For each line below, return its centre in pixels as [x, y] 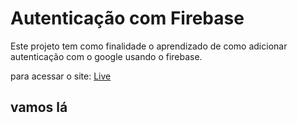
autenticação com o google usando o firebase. [106, 56]
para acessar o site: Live [61, 76]
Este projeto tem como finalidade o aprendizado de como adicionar [149, 46]
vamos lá [39, 107]
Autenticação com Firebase [127, 18]
